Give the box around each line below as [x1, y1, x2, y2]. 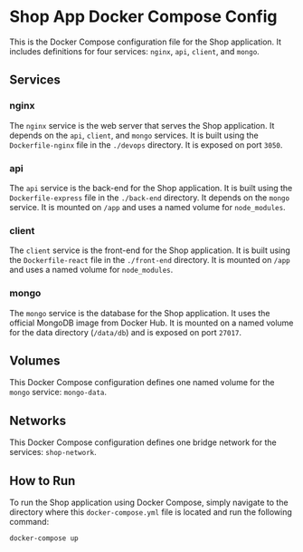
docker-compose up [9, 533, 79, 543]
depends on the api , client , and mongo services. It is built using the [9, 130, 260, 140]
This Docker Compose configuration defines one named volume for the [9, 377, 275, 388]
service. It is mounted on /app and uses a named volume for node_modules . [9, 201, 287, 212]
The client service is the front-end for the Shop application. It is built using [9, 245, 291, 256]
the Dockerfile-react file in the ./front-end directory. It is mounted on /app [9, 255, 291, 266]
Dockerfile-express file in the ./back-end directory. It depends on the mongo [9, 192, 290, 203]
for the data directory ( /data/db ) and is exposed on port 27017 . [9, 326, 242, 337]
